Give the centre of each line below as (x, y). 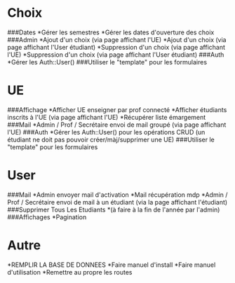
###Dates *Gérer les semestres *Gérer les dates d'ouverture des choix (111, 32)
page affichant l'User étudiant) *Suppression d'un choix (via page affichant (116, 47)
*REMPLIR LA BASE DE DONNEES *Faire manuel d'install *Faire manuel (112, 265)
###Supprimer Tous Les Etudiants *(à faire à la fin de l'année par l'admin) (114, 209)
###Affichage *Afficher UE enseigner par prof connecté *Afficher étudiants (117, 109)
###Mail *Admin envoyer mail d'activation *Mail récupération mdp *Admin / (117, 195)
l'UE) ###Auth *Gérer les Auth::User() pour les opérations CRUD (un (106, 132)
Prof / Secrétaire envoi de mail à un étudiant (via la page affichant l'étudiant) (117, 202)
